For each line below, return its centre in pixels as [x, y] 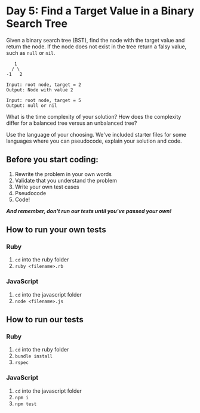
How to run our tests [45, 320]
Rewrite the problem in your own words [63, 174]
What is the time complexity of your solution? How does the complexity [94, 116]
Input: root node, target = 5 [44, 100]
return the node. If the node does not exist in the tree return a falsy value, [96, 47]
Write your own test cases [47, 187]
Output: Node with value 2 [40, 90]
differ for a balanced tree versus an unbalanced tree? [72, 123]
